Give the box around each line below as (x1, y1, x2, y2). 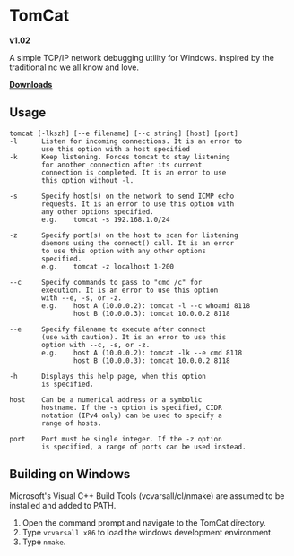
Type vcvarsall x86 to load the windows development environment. (22, 526, 273, 537)
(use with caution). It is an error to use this (41, 332, 227, 341)
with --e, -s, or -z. (41, 293, 123, 303)
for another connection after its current (41, 160, 203, 169)
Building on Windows (9, 466, 131, 482)
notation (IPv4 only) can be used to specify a (41, 411, 222, 420)
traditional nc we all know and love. (9, 62, 140, 73)
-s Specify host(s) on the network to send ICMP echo (9, 192, 235, 201)
